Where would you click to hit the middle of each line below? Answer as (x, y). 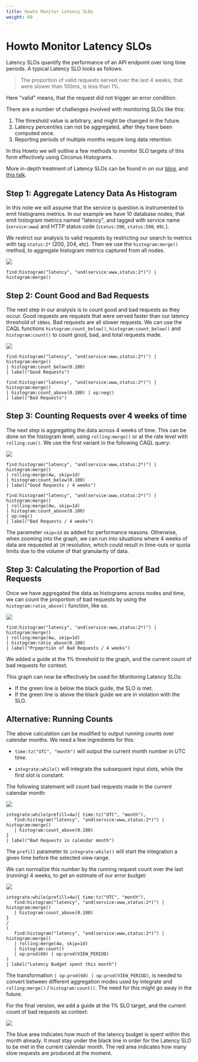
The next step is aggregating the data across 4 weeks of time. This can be (96, 430)
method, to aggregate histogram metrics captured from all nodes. (85, 251)
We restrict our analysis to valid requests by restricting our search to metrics (99, 238)
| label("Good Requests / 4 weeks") (51, 485)
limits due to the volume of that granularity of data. (68, 551)
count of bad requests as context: (47, 1011)
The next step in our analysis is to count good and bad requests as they (93, 310)
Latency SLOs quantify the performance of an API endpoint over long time (96, 63)
